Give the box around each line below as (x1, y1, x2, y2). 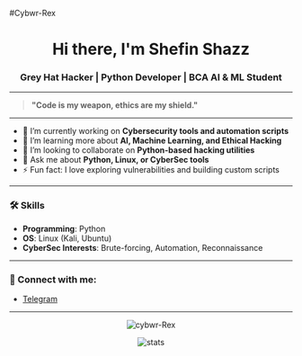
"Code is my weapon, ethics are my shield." (31, 100, 199, 111)
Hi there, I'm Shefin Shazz (52, 40, 250, 59)
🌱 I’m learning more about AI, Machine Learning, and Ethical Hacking (22, 135, 282, 147)
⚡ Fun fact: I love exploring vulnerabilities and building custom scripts (22, 165, 280, 175)
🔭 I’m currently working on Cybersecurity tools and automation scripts (22, 126, 289, 137)
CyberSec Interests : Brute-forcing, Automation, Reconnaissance (22, 242, 263, 253)
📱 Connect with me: (9, 273, 97, 286)
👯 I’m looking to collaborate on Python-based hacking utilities (22, 145, 255, 156)
